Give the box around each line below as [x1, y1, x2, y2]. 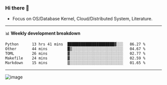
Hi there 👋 [5, 4, 30, 11]
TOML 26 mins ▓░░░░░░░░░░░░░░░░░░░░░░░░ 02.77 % [5, 51, 146, 56]
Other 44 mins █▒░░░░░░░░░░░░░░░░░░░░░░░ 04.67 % [5, 47, 146, 52]
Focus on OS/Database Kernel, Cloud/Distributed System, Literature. [12, 16, 153, 22]
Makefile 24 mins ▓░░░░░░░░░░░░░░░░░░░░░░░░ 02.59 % [5, 56, 146, 61]
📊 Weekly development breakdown [5, 30, 81, 36]
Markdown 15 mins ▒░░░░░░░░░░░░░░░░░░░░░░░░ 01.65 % [5, 60, 146, 65]
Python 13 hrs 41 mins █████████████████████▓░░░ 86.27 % [5, 42, 146, 47]
